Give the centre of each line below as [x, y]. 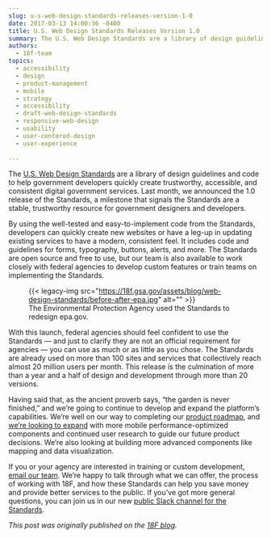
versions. [23, 384]
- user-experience [47, 143]
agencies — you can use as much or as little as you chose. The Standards [131, 350]
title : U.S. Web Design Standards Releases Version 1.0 [104, 31]
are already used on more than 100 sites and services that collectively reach [135, 358]
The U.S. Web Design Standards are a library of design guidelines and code [134, 174]
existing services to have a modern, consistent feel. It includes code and [129, 241]
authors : [23, 46]
